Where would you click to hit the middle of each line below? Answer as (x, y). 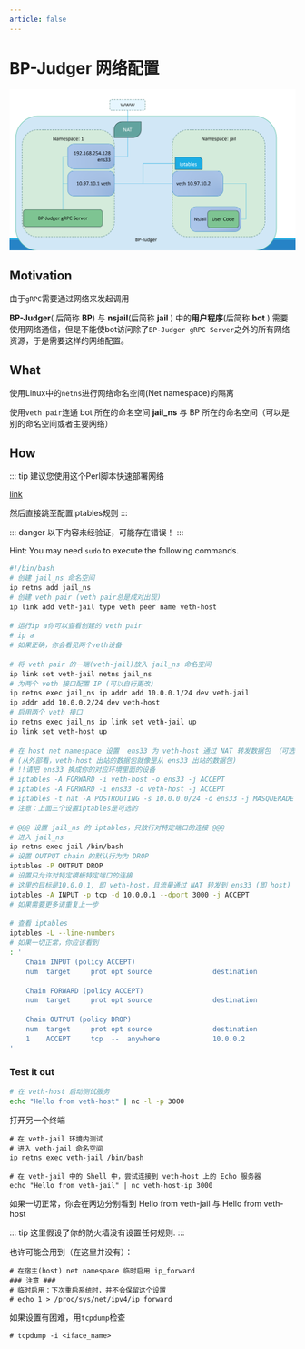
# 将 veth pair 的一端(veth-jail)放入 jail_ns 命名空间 (110, 664)
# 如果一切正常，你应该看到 (54, 943)
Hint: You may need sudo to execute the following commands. (124, 550)
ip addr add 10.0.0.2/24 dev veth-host (85, 703)
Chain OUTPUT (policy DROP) (79, 1019)
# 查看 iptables (39, 924)
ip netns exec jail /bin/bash (67, 847)
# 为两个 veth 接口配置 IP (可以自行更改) (82, 684)
